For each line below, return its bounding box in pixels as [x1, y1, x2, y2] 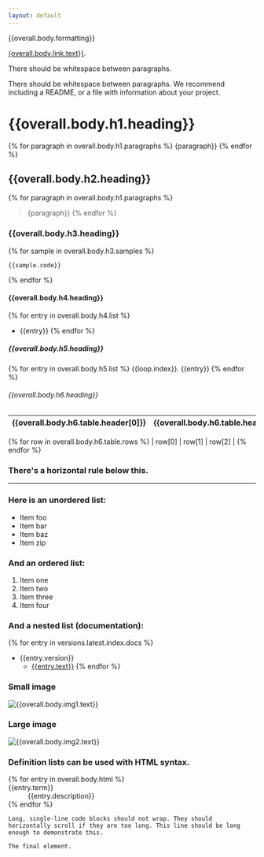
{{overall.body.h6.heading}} [8, 390, 99, 400]
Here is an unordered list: [8, 494, 107, 505]
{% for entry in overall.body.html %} [8, 774, 125, 784]
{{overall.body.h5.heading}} [8, 344, 104, 353]
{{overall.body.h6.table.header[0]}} [12, 417, 146, 428]
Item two [19, 583, 49, 593]
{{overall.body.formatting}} [8, 33, 96, 43]
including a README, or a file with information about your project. [8, 88, 221, 97]
